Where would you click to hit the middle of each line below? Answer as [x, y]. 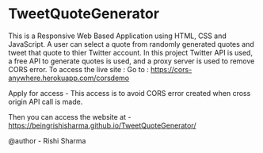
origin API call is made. [46, 101]
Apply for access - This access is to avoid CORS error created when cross [130, 93]
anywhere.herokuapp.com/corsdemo [69, 78]
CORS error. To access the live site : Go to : [78, 69]
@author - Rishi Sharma [47, 140]
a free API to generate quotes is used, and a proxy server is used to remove [131, 61]
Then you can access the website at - [70, 117]
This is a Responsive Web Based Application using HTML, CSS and [118, 36]
